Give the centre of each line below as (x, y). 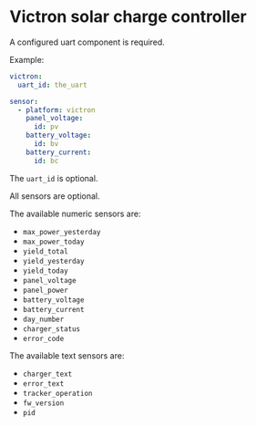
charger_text (47, 374)
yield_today (45, 271)
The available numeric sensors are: (75, 213)
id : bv (46, 144)
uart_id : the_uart (53, 85)
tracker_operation (57, 393)
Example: (27, 59)
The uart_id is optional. (54, 178)
